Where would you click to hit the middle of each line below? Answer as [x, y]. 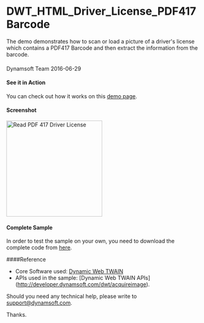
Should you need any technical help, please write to [72, 297]
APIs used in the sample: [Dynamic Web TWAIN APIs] [83, 278]
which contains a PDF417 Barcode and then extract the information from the [102, 48]
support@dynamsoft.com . [39, 303]
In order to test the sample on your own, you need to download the [90, 241]
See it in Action [26, 83]
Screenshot [21, 110]
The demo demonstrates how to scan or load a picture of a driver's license [100, 41]
